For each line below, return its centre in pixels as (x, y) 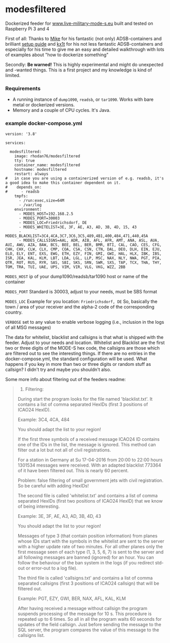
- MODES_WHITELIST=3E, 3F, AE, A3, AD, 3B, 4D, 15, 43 (78, 227)
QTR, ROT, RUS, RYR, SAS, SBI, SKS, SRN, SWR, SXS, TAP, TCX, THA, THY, (83, 262)
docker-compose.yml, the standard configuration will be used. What (76, 359)
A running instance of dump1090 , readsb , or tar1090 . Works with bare (83, 99)
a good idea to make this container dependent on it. (63, 183)
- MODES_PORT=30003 (39, 218)
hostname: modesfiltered (40, 169)
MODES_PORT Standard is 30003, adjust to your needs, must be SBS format (81, 291)
